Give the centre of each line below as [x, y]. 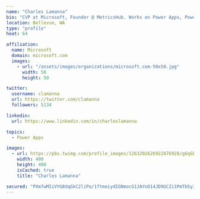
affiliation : [22, 45]
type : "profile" [26, 28]
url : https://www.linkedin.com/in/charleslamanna [74, 121]
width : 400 [30, 159]
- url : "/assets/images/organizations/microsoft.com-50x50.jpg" [98, 67]
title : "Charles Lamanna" [49, 176]
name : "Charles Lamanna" [37, 12]
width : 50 [34, 72]
